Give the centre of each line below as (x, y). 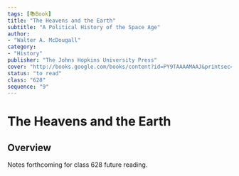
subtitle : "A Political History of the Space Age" (84, 27)
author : (19, 34)
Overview (30, 147)
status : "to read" (34, 73)
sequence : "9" (28, 87)
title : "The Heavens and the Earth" (62, 21)
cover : (17, 67)
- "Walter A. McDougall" (44, 40)
